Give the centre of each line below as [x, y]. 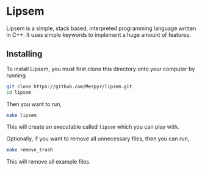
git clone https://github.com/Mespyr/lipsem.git [69, 86]
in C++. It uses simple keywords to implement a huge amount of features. [99, 34]
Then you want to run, [34, 104]
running [16, 75]
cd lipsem [19, 92]
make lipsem [21, 115]
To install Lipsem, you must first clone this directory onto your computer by [101, 69]
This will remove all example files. [49, 162]
